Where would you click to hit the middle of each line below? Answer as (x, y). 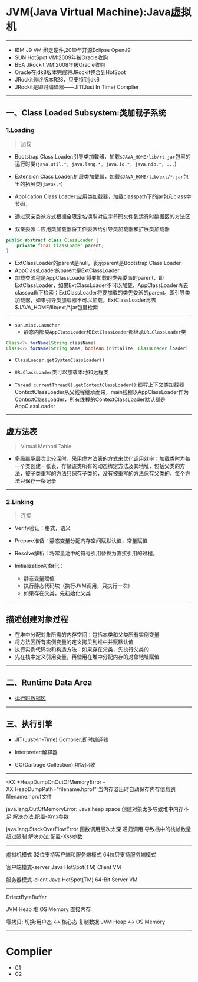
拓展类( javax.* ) (44, 183)
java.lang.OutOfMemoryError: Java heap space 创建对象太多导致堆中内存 (95, 809)
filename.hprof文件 (29, 796)
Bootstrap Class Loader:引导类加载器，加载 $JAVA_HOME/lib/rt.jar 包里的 (103, 156)
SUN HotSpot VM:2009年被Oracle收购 (61, 57)
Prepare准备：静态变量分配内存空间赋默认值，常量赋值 (81, 541)
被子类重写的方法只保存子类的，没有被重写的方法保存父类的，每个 (105, 473)
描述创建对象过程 (37, 619)
